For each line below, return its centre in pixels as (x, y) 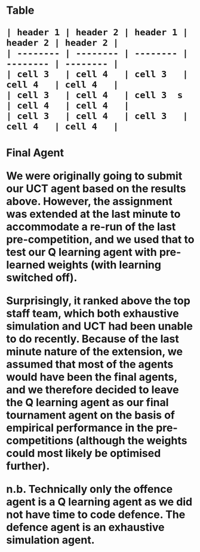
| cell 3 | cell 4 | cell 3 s (95, 95)
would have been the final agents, (92, 377)
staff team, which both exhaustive (93, 314)
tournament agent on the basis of (90, 415)
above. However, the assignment (90, 202)
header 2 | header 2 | (62, 43)
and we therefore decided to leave (93, 390)
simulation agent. (50, 540)
